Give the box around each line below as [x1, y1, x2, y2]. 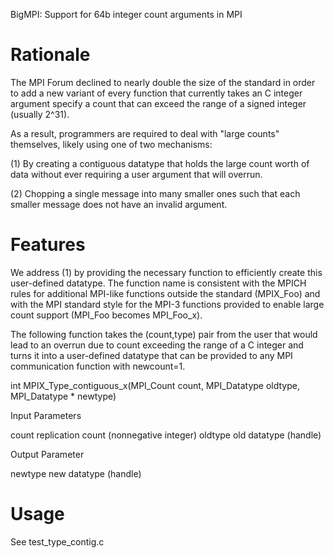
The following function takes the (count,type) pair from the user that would [10, 328, 318, 340]
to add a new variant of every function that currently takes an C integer [10, 87, 303, 99]
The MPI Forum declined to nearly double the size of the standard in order [10, 76, 316, 88]
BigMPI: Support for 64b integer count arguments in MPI [10, 9, 243, 20]
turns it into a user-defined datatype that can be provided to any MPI [10, 349, 293, 361]
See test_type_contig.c [10, 535, 105, 548]
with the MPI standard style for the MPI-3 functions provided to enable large [10, 298, 325, 310]
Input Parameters [10, 409, 82, 421]
